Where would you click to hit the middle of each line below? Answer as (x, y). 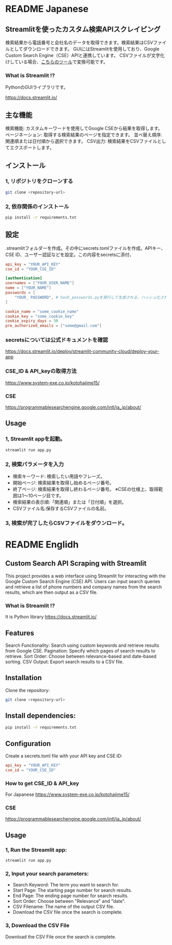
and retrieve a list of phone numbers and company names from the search (84, 587)
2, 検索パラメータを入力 (35, 464)
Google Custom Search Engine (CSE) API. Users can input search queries (83, 581)
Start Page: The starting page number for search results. (72, 891)
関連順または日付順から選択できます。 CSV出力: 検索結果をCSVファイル (81, 141)
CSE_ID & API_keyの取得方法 (41, 371)
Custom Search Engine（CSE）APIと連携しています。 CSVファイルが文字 (83, 55)
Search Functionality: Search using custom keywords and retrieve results (82, 645)
